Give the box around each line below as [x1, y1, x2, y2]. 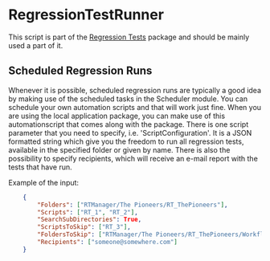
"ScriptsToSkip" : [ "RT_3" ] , [37, 223, 131, 231]
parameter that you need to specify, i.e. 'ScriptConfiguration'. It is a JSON [8, 128, 252, 137]
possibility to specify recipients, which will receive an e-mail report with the [8, 153, 259, 163]
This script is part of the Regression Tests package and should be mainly [8, 32, 250, 42]
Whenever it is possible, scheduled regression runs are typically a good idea [8, 85, 262, 95]
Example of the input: [8, 177, 79, 187]
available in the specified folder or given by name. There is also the [8, 145, 231, 154]
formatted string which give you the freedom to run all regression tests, [8, 137, 244, 146]
